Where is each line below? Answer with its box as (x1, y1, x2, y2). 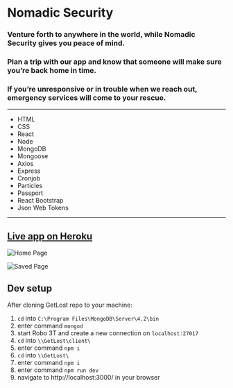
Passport (17, 189, 44, 197)
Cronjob (17, 174, 41, 183)
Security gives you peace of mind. (7, 38, 125, 48)
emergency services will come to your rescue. (7, 92, 166, 102)
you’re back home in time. (7, 66, 97, 76)
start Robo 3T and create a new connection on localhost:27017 (17, 328, 199, 337)
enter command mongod (17, 321, 83, 330)
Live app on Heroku (7, 230, 93, 242)
